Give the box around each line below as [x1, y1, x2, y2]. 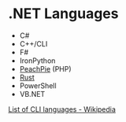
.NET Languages [8, 5, 119, 23]
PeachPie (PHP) [19, 64, 72, 73]
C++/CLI [19, 39, 48, 48]
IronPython [19, 56, 56, 65]
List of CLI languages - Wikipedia [8, 104, 117, 114]
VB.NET [19, 89, 46, 98]
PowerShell [19, 80, 57, 91]
